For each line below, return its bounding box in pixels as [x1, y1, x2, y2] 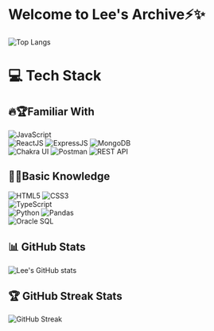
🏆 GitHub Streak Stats [8, 289, 123, 302]
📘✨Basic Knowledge [8, 169, 111, 183]
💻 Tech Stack [8, 67, 102, 85]
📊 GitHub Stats [8, 240, 86, 254]
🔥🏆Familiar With [8, 104, 95, 119]
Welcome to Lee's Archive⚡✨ [8, 6, 205, 24]
